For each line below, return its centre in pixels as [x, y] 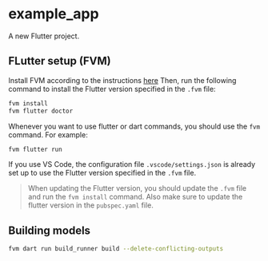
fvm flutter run [35, 149]
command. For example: [48, 134]
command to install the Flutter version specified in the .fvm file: [112, 89]
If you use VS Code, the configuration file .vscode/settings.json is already [132, 164]
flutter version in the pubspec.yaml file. [91, 205]
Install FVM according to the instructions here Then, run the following [122, 80]
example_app [54, 14]
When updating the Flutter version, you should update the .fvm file [137, 188]
